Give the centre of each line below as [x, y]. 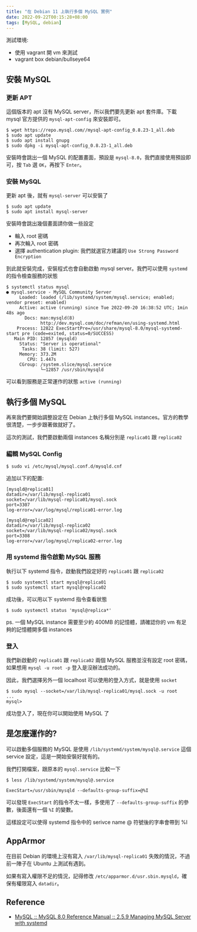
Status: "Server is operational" [60, 344]
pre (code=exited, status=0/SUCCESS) [68, 334]
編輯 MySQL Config [34, 454]
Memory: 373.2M [38, 354]
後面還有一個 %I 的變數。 [46, 809]
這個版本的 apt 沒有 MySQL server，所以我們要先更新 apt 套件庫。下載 [91, 112]
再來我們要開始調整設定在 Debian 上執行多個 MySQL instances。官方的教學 [97, 418]
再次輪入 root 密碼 [36, 243]
